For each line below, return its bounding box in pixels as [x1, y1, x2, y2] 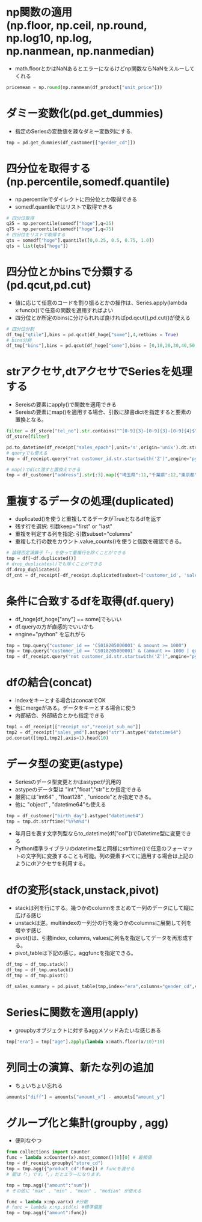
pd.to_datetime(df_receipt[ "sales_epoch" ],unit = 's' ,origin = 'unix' [6, 444, 176, 450]
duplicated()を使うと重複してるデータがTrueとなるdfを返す [14, 515, 162, 523]
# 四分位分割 [6, 326, 34, 332]
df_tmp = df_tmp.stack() [6, 962, 69, 968]
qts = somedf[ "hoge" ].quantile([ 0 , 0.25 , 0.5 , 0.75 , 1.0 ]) [6, 238, 155, 244]
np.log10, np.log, [6, 31, 93, 45]
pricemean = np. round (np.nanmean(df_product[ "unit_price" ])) [6, 84, 163, 90]
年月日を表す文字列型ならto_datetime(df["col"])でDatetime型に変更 [14, 830, 182, 837]
